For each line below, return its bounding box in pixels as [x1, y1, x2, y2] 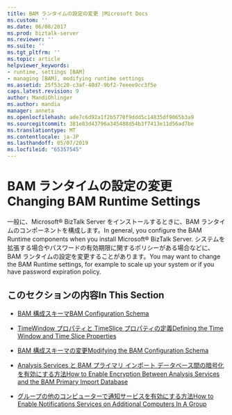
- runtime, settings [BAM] [7, 68, 85, 75]
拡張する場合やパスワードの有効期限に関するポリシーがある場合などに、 [7, 243, 214, 251]
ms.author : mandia [7, 101, 60, 108]
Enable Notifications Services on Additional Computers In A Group [17, 400, 207, 408]
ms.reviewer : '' [7, 36, 54, 43]
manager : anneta [7, 107, 54, 114]
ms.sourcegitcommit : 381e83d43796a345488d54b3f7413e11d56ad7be [7, 120, 194, 127]
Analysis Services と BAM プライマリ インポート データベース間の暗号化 [17, 361, 224, 369]
